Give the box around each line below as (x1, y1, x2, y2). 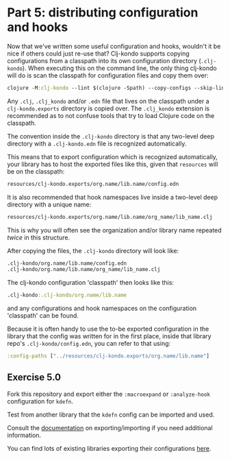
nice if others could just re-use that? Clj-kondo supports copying (7, 49, 190, 58)
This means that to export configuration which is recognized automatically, (7, 152, 218, 161)
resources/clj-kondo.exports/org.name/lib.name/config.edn (7, 180, 179, 187)
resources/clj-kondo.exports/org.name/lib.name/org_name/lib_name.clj (7, 213, 213, 220)
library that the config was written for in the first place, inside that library (7, 332, 212, 340)
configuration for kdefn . (7, 397, 74, 405)
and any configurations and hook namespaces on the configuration (7, 304, 197, 313)
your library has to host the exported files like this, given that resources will (7, 160, 218, 168)
